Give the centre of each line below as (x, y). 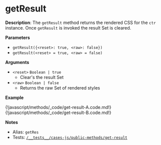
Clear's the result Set (42, 77)
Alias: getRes (26, 132)
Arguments (17, 62)
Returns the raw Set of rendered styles (60, 87)
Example (15, 97)
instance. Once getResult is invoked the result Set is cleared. (68, 27)
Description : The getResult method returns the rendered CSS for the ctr (81, 22)
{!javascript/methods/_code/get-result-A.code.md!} (58, 107)
